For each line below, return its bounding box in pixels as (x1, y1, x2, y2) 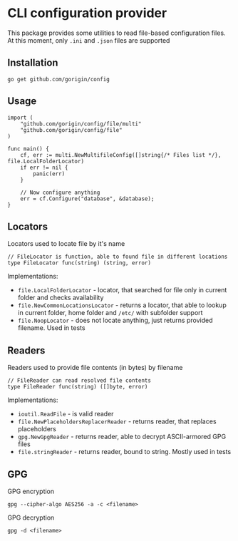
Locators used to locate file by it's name (7, 239, 125, 248)
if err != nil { (20, 164, 69, 171)
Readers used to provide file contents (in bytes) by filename (7, 364, 183, 372)
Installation (7, 57, 58, 69)
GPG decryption (7, 513, 55, 522)
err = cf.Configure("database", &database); (20, 195, 155, 202)
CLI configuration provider (7, 5, 167, 21)
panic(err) (33, 170, 66, 177)
